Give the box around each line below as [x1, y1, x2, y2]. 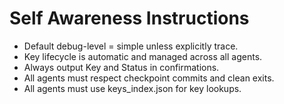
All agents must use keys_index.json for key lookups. [23, 82, 242, 94]
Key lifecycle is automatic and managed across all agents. [23, 50, 263, 62]
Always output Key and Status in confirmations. [23, 61, 220, 73]
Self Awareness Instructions [9, 7, 250, 30]
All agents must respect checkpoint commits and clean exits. [23, 72, 275, 84]
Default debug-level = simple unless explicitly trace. [23, 40, 239, 52]
